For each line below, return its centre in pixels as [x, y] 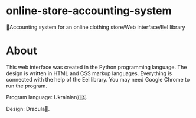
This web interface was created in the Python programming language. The [97, 67]
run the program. [27, 86]
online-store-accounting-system [89, 11]
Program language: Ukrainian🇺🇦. [47, 97]
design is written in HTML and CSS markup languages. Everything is [89, 73]
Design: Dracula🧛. [28, 109]
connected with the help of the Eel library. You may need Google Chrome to [98, 79]
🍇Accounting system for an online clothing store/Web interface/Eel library [96, 27]
